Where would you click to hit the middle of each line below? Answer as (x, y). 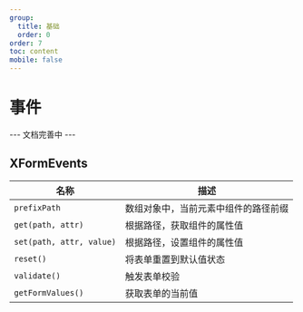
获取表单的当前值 (162, 293)
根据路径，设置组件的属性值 (185, 242)
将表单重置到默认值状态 (176, 259)
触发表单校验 (153, 276)
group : (22, 18)
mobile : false (36, 60)
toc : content (34, 52)
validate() (37, 276)
